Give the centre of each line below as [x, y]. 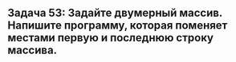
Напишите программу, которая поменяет [118, 26]
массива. [33, 50]
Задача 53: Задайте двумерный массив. [115, 13]
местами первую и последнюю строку [111, 38]
